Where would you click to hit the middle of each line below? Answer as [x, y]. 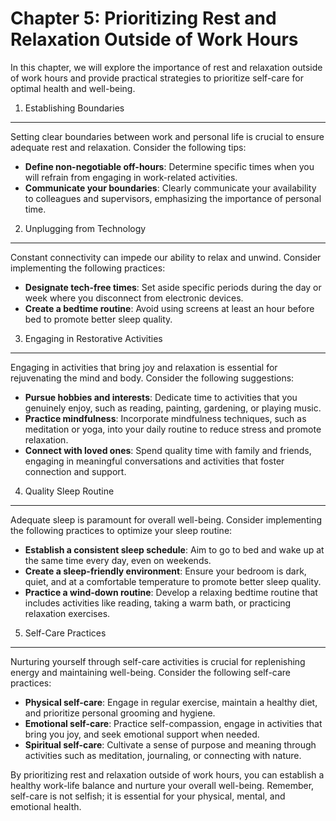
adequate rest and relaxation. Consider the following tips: [128, 147]
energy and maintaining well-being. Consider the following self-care [151, 672]
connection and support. [75, 471]
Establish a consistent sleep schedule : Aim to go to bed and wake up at [174, 549]
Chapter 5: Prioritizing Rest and [143, 18]
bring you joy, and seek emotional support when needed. [142, 734]
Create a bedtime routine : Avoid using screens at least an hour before [169, 308]
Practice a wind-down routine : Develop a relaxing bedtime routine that [171, 592]
